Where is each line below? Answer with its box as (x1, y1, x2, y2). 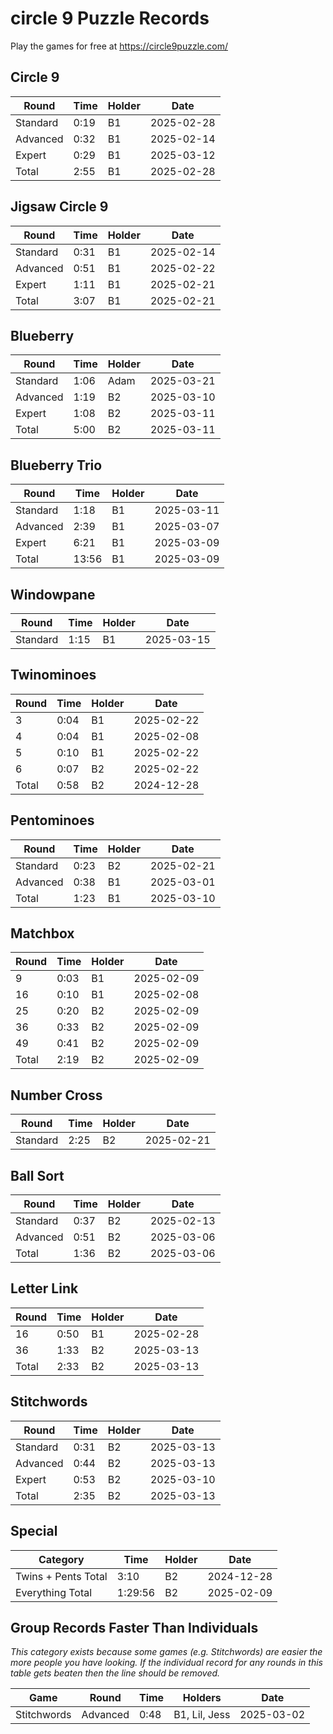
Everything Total (15, 1585, 93, 1599)
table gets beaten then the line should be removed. (10, 1667, 221, 1679)
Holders (182, 1691, 222, 1705)
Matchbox (10, 925, 75, 942)
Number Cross (10, 1087, 103, 1104)
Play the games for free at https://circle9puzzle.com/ (10, 40, 228, 52)
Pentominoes (10, 812, 95, 829)
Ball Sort (10, 1167, 65, 1184)
